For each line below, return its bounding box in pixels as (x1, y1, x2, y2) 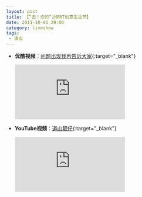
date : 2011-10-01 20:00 (6, 19, 65, 25)
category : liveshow (6, 25, 54, 31)
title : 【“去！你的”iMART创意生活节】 (6, 14, 92, 20)
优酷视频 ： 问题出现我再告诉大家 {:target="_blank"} (14, 53, 136, 59)
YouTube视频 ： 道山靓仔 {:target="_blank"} (14, 125, 117, 132)
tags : (6, 30, 19, 36)
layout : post (6, 8, 38, 15)
